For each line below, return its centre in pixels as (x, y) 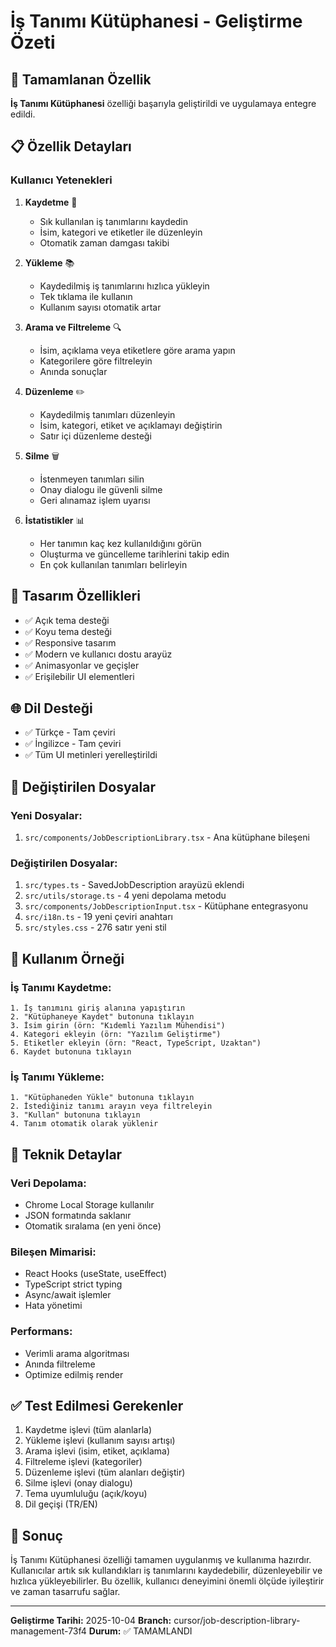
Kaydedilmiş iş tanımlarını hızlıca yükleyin (124, 286)
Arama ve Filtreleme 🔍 (73, 327)
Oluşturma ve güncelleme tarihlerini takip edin (134, 554)
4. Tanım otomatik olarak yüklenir (84, 1124)
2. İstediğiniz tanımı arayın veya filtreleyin (111, 1106)
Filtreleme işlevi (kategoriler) (83, 1462)
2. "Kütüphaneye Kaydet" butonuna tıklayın (102, 1016)
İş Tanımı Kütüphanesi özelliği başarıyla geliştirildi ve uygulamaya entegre (163, 103)
